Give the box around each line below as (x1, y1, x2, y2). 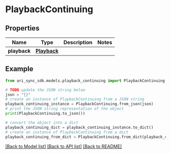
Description (63, 39, 93, 46)
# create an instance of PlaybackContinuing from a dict (5, 130, 129, 135)
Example (5, 65, 34, 73)
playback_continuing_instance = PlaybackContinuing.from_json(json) (5, 102, 154, 107)
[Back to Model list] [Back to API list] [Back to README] (5, 143, 122, 149)
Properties (5, 24, 40, 33)
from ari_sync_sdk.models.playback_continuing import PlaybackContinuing (5, 78, 165, 83)
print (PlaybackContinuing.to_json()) (5, 111, 85, 116)
